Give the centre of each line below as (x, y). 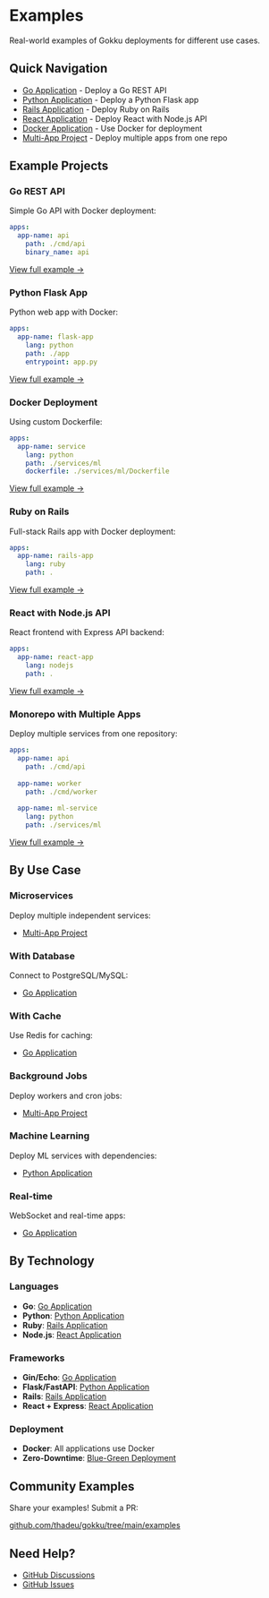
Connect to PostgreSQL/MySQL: (69, 975)
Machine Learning (50, 1136)
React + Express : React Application (88, 1406)
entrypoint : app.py (62, 362)
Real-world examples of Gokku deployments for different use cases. (135, 40)
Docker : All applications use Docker (88, 1448)
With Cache (35, 1016)
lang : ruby (46, 564)
